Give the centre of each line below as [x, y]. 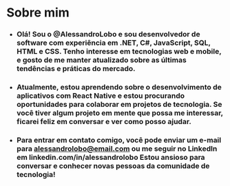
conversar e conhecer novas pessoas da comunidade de [113, 165]
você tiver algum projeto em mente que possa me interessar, [119, 113]
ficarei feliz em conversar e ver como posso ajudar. [104, 122]
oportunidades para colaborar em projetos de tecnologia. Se [119, 105]
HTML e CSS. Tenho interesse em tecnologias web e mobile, [119, 52]
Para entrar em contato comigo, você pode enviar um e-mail [119, 140]
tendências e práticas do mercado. [76, 69]
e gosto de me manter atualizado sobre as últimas [101, 60]
